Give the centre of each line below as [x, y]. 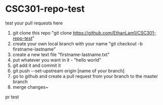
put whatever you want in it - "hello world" [57, 60]
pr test [12, 97]
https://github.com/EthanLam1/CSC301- [115, 33]
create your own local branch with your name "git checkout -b [78, 43]
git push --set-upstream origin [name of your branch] [69, 71]
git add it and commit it [37, 65]
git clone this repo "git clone [42, 33]
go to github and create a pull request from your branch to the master [85, 76]
